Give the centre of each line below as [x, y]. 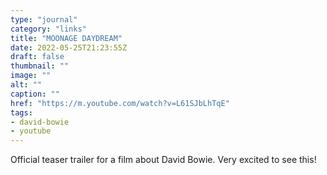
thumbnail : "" [40, 66]
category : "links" [48, 29]
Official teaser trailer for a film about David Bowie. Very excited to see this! [163, 160]
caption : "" [35, 94]
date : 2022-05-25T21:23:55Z [69, 47]
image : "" [31, 76]
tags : [21, 112]
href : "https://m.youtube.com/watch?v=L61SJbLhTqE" [120, 103]
